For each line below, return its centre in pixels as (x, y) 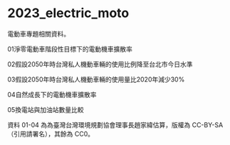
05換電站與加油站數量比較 (46, 109)
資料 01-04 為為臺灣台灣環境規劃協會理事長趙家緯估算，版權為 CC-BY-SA (115, 125)
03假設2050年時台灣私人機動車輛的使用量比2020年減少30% (96, 79)
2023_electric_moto (68, 13)
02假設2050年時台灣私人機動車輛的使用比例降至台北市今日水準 (100, 64)
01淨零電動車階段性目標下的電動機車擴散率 (70, 49)
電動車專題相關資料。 (38, 34)
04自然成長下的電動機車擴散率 (52, 94)
